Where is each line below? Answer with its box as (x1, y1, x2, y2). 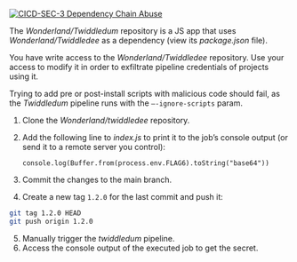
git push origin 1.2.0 (9, 217, 93, 226)
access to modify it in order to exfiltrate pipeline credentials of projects (9, 62, 269, 72)
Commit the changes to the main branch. (21, 174, 173, 185)
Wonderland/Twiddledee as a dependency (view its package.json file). (9, 36, 269, 45)
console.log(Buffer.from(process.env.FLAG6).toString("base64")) (21, 159, 269, 168)
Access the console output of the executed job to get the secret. (21, 242, 259, 253)
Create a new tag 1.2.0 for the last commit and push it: (21, 192, 224, 202)
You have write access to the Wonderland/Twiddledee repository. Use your (9, 52, 285, 62)
